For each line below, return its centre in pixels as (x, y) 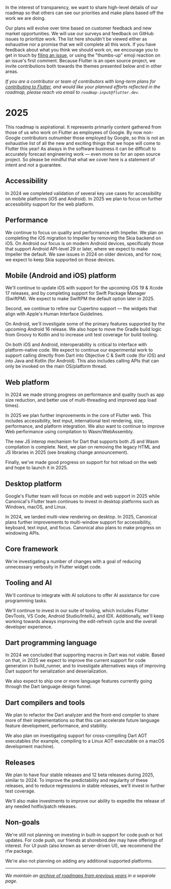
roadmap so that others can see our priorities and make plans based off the (84, 13)
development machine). (30, 747)
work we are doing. (25, 18)
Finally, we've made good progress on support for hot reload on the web (81, 462)
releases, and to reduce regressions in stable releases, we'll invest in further (85, 786)
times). (12, 406)
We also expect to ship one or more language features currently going (79, 681)
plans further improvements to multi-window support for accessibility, (78, 522)
